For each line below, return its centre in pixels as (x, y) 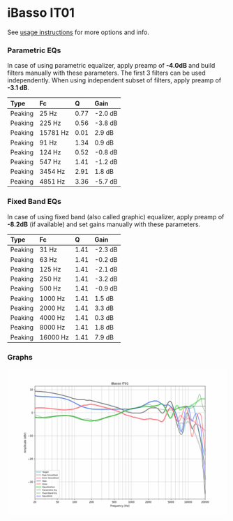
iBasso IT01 (41, 13)
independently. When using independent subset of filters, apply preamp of (114, 80)
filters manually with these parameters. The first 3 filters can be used (106, 73)
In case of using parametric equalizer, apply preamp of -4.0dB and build (111, 66)
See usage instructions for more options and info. (78, 32)
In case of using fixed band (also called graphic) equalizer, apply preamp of (116, 217)
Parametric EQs (34, 50)
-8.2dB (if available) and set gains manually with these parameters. (104, 224)
